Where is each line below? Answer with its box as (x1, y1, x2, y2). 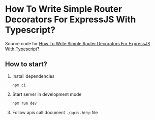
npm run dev (12, 101, 37, 106)
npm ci (12, 83, 26, 88)
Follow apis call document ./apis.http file (12, 109, 98, 115)
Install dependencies (12, 73, 55, 79)
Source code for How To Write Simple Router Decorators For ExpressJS (5, 40, 151, 46)
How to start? (5, 60, 48, 68)
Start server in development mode (12, 91, 82, 97)
